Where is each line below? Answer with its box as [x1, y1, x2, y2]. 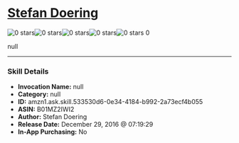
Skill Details [7, 66, 49, 76]
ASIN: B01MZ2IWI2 [17, 105, 75, 114]
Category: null [17, 90, 61, 98]
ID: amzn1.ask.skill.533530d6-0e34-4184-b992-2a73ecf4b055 [17, 98, 203, 106]
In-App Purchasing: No [17, 127, 87, 136]
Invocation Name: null [17, 83, 84, 91]
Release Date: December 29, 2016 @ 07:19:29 [17, 120, 154, 129]
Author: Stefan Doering [17, 113, 87, 121]
